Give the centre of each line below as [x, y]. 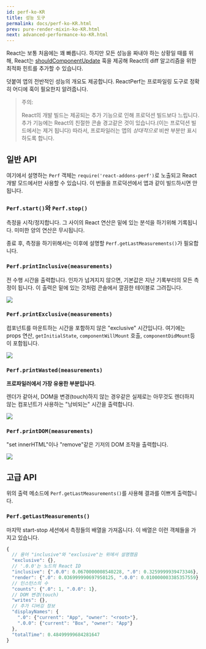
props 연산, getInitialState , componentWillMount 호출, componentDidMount [98, 336]
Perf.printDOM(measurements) [50, 431]
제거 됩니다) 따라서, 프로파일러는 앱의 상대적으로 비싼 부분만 [114, 131]
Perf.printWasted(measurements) [55, 370]
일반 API [21, 159]
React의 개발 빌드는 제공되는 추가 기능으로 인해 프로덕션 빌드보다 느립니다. [110, 115]
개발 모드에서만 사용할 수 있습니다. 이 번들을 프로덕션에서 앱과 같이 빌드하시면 [99, 183]
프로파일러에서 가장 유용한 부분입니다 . [51, 383]
